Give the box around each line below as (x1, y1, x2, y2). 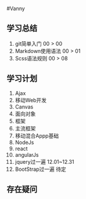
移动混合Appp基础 (15, 132, 59, 139)
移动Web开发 (15, 96, 47, 103)
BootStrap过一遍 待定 (15, 166, 66, 173)
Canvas (15, 103, 34, 110)
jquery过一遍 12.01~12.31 (15, 158, 74, 165)
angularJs (15, 151, 39, 158)
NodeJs (15, 139, 34, 146)
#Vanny (6, 5, 25, 12)
